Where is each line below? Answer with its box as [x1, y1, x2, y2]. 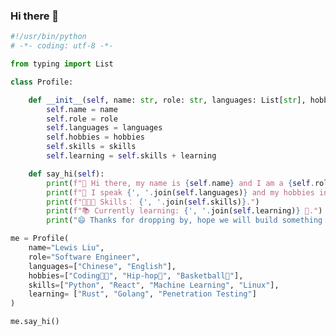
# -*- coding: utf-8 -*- [10, 41, 114, 51]
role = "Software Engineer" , [28, 252, 141, 262]
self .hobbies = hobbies [46, 132, 145, 143]
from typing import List [10, 59, 114, 69]
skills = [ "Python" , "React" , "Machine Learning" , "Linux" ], [28, 280, 280, 290]
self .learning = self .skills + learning [46, 151, 217, 161]
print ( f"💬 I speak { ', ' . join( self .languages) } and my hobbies [46, 187, 315, 198]
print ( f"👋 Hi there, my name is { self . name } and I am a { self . [46, 178, 315, 188]
